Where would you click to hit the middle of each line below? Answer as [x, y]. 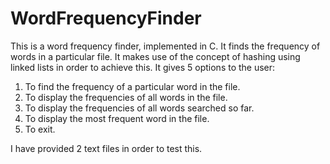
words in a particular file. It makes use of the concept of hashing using [155, 56]
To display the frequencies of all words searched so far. [139, 108]
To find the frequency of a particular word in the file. [132, 86]
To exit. [40, 129]
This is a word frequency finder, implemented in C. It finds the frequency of [165, 46]
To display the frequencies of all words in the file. [126, 97]
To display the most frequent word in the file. [117, 118]
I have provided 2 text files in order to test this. [106, 148]
